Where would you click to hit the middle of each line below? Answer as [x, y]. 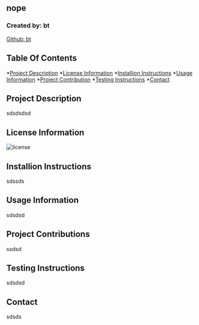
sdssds [15, 181]
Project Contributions [48, 234]
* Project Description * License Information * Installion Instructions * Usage [99, 73]
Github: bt [19, 39]
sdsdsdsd [19, 113]
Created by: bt [28, 26]
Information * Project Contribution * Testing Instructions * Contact [88, 79]
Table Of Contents [42, 58]
